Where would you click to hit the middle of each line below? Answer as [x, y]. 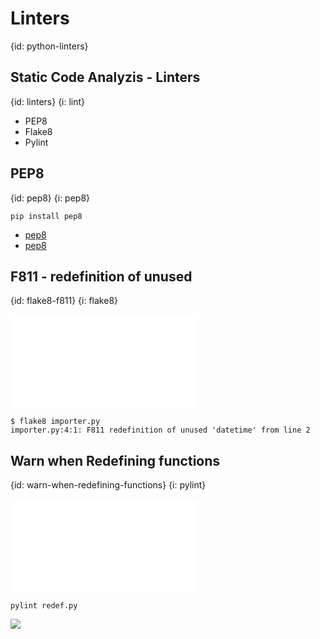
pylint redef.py [44, 606]
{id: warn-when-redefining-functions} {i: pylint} [108, 485]
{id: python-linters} [49, 46]
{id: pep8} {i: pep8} [50, 198]
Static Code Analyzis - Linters [105, 77]
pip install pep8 [46, 216]
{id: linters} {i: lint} [48, 101]
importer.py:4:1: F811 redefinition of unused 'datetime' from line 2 [160, 430]
